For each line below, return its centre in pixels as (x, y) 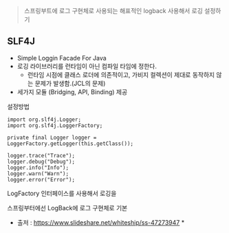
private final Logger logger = (52, 137)
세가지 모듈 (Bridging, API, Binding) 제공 (72, 91)
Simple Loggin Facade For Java (62, 58)
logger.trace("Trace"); (41, 155)
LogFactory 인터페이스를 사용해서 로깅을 (62, 193)
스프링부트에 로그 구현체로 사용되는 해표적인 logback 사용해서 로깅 (113, 11)
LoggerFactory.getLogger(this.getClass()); (70, 144)
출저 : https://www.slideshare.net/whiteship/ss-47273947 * (101, 222)
